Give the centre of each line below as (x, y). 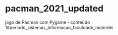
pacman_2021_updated (54, 9)
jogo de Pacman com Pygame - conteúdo (48, 22)
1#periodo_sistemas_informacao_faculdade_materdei (59, 27)
